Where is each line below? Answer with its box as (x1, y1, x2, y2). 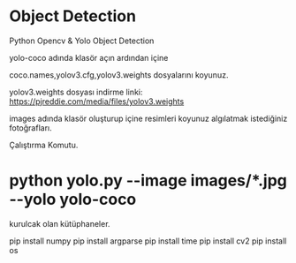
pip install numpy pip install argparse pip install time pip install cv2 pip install (9, 236, 287, 246)
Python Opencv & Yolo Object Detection (9, 35, 155, 46)
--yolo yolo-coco (9, 190, 137, 209)
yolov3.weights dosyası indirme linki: (9, 86, 143, 97)
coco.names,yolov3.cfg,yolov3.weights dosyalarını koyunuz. (9, 69, 229, 80)
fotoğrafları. (9, 122, 52, 133)
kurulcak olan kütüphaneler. (9, 218, 110, 229)
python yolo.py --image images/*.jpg (9, 170, 287, 191)
